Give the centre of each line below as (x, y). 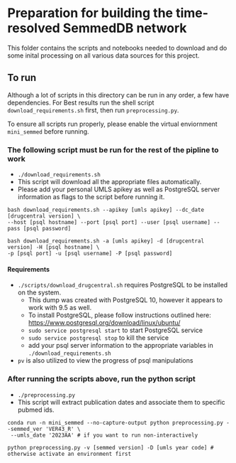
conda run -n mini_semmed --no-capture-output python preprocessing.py (115, 422)
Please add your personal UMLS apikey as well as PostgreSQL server (119, 189)
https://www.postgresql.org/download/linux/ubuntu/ (104, 323)
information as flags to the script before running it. (91, 197)
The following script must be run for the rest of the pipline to (113, 149)
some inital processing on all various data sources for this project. (103, 55)
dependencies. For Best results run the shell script (81, 102)
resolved (34, 28)
